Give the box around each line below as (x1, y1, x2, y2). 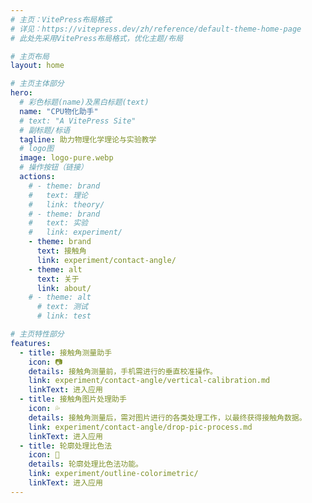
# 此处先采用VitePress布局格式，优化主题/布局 (10, 33, 184, 43)
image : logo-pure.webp (19, 153, 114, 163)
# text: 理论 (28, 190, 89, 200)
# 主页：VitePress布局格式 (10, 14, 112, 25)
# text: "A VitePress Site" (19, 116, 137, 126)
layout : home (10, 61, 65, 71)
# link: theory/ (28, 199, 105, 210)
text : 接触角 (36, 246, 87, 256)
